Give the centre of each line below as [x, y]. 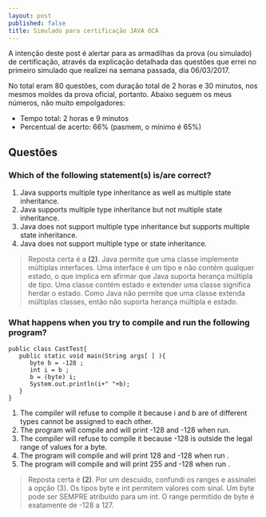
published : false [37, 23]
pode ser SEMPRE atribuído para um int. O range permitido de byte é [141, 497]
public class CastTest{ [48, 349]
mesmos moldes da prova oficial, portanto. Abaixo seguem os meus [120, 95]
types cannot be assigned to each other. [86, 422]
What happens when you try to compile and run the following [129, 322]
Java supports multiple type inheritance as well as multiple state [125, 192]
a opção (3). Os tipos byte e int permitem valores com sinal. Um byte [141, 488]
